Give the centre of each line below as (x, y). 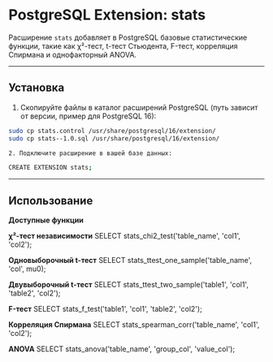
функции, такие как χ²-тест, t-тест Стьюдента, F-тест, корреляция (123, 45)
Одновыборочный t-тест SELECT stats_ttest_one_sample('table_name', (130, 261)
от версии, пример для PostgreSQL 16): (88, 116)
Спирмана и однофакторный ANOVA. (72, 54)
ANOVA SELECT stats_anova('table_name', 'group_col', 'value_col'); (122, 349)
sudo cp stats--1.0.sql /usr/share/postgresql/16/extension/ (114, 138)
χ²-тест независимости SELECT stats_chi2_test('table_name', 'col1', (125, 236)
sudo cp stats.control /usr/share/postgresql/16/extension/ (113, 131)
